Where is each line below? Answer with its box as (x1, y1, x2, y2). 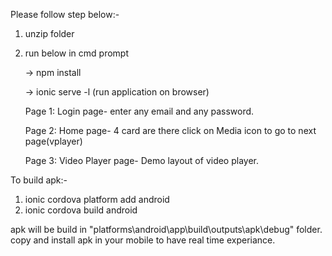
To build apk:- (10, 174, 68, 186)
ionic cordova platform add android (24, 194, 170, 205)
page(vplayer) (24, 135, 83, 147)
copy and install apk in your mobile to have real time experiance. (10, 234, 276, 246)
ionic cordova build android (24, 204, 138, 216)
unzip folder (24, 28, 75, 39)
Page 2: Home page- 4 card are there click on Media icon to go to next (24, 125, 317, 136)
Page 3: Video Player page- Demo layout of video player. (24, 155, 260, 166)
